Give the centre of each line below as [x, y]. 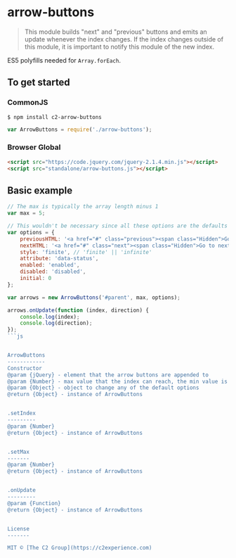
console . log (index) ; [50, 317]
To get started [39, 83]
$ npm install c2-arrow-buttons [54, 117]
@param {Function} [34, 503]
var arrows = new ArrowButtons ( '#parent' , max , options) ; [94, 297]
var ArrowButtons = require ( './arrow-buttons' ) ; [80, 129]
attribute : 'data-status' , [59, 259]
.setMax [19, 452]
